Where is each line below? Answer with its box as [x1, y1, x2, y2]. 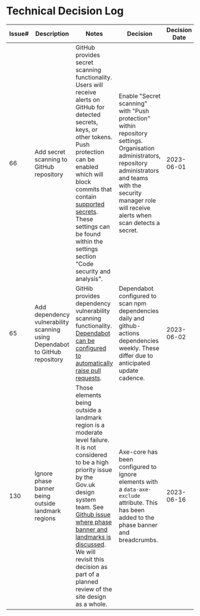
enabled [75, 162, 98, 171]
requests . [75, 374, 102, 382]
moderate [75, 428, 103, 436]
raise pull [75, 366, 101, 374]
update [118, 366, 139, 374]
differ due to [118, 351, 154, 359]
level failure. [75, 436, 110, 444]
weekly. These [118, 344, 160, 352]
